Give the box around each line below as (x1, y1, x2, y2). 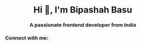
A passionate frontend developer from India (29, 22, 137, 29)
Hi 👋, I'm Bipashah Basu (34, 4, 132, 15)
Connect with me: (5, 35, 49, 42)
